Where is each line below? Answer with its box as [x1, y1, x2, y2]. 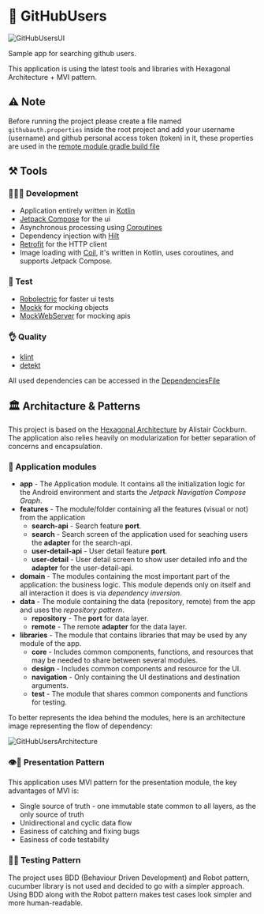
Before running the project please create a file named [8, 116, 182, 126]
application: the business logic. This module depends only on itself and [19, 580, 251, 590]
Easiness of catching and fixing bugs [19, 826, 140, 837]
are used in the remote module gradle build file [8, 142, 160, 151]
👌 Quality [8, 331, 47, 342]
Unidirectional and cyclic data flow [19, 818, 132, 828]
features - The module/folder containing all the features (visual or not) [19, 504, 249, 514]
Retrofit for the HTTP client [19, 240, 108, 249]
